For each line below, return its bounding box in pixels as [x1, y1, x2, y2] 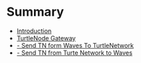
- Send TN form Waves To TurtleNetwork [16, 41, 134, 49]
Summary [6, 4, 64, 20]
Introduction [16, 27, 52, 35]
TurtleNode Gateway [16, 34, 76, 42]
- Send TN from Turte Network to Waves [16, 49, 133, 57]
